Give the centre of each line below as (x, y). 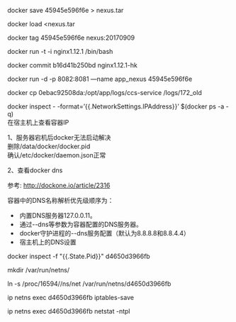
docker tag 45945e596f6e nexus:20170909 (71, 38)
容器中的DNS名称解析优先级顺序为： (61, 200)
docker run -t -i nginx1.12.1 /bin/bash (60, 51)
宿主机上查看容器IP (41, 122)
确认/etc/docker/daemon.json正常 (57, 155)
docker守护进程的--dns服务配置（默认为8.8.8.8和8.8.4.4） (105, 233)
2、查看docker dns (35, 170)
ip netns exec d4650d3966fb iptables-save (71, 298)
